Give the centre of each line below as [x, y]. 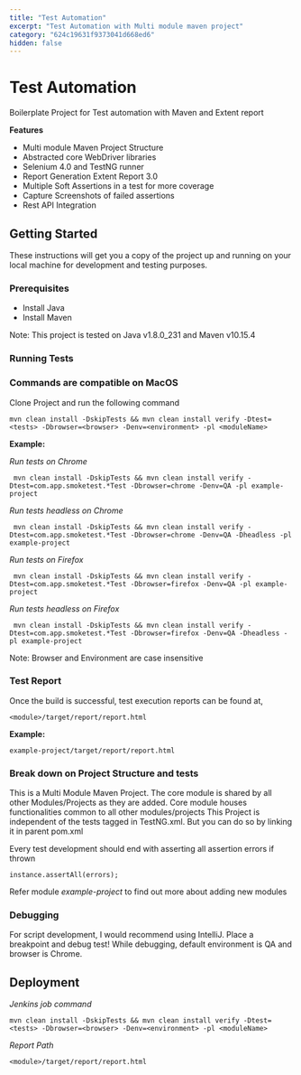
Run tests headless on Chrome [66, 510]
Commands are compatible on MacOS [94, 383]
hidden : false [36, 43]
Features [26, 130]
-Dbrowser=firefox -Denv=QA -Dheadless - [209, 633]
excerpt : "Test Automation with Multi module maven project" [127, 26]
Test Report [36, 681]
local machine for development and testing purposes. [109, 265]
